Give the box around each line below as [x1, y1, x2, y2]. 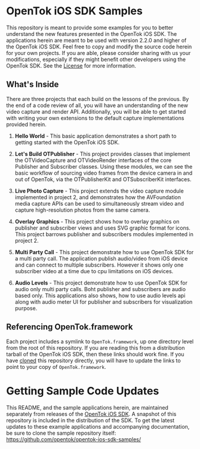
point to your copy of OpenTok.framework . [6, 363, 106, 370]
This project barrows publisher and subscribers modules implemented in [14, 230, 194, 237]
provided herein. [6, 121, 47, 128]
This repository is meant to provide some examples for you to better [6, 24, 174, 31]
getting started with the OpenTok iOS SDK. [14, 139, 120, 146]
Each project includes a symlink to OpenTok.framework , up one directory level [6, 338, 194, 345]
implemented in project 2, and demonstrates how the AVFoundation [14, 193, 181, 201]
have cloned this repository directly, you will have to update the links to [6, 357, 181, 364]
